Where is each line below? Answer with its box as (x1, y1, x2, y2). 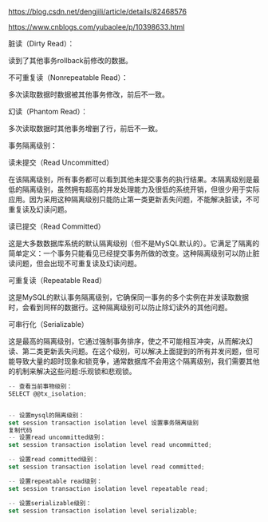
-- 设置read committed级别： (8, 456, 100, 464)
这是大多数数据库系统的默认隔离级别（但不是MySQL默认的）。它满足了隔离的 (8, 239, 260, 248)
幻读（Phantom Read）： (8, 107, 88, 116)
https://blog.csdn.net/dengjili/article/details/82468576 (8, 7, 187, 16)
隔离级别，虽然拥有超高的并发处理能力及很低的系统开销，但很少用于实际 (22, 185, 260, 194)
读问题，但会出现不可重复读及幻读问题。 (8, 259, 141, 268)
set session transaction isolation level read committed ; (8, 463, 205, 471)
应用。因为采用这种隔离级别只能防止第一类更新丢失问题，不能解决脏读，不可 (8, 195, 260, 204)
